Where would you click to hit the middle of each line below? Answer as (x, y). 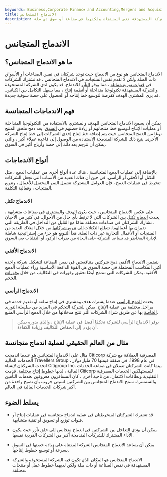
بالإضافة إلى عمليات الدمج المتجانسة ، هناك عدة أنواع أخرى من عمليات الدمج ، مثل (81, 172)
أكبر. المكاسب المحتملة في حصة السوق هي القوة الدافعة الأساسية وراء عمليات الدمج (83, 267)
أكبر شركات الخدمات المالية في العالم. (41, 387)
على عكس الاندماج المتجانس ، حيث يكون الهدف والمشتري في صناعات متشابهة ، (79, 212)
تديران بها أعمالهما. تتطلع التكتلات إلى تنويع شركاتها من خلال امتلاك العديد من (76, 228)
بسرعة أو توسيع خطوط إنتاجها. (41, 450)
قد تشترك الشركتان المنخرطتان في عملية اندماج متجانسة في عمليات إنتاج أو (83, 414)
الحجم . (11, 278)
